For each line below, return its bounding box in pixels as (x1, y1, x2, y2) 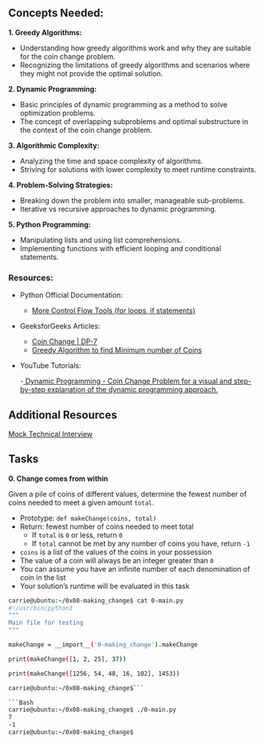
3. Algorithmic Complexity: (8, 140, 100, 150)
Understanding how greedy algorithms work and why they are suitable (19, 43, 252, 53)
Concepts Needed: (8, 6, 104, 20)
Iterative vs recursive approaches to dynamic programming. (19, 204, 217, 214)
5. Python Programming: (8, 219, 92, 229)
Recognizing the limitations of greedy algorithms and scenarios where (19, 60, 250, 70)
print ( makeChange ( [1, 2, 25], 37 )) (8, 655, 127, 663)
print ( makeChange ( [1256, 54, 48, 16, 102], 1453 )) (8, 670, 180, 678)
